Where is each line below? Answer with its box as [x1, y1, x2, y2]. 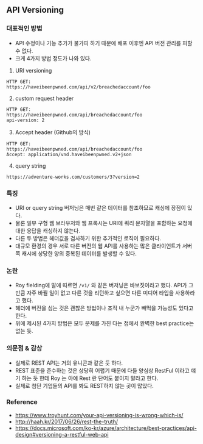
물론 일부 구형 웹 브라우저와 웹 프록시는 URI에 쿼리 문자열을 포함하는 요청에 [15, 219, 193, 226]
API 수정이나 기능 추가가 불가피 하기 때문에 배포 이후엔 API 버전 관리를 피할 [15, 39, 193, 46]
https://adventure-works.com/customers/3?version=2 [6, 174, 140, 180]
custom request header [15, 95, 74, 102]
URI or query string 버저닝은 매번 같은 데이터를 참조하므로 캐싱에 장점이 [15, 204, 187, 211]
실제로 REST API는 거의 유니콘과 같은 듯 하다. [15, 359, 123, 367]
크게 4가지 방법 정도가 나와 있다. [15, 54, 92, 62]
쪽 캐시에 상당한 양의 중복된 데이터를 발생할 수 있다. [15, 249, 137, 257]
